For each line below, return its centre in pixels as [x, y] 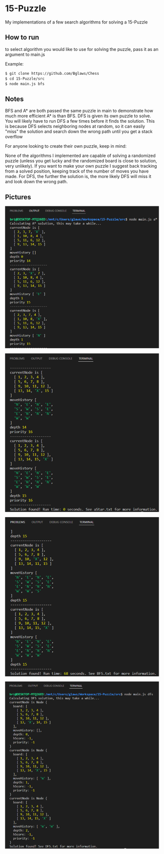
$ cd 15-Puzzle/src [25, 79]
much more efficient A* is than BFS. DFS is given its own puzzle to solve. [78, 116]
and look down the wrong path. [36, 182]
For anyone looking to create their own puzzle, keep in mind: [66, 146]
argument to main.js [25, 54]
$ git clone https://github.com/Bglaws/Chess [52, 73]
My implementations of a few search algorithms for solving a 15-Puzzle [76, 22]
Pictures [18, 197]
